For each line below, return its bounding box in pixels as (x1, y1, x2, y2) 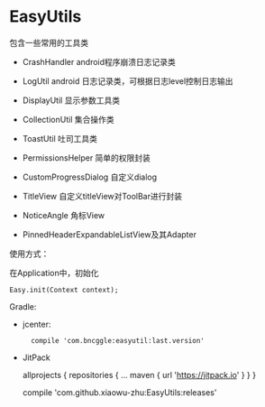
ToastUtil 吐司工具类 (22, 133, 97, 143)
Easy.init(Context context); (9, 285, 119, 294)
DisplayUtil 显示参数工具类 (22, 95, 120, 106)
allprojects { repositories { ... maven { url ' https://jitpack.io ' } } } (22, 369, 257, 380)
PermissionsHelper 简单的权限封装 (22, 152, 151, 163)
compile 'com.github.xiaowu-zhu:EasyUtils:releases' (22, 386, 217, 398)
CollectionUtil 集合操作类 (22, 114, 114, 125)
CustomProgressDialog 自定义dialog (22, 171, 158, 182)
